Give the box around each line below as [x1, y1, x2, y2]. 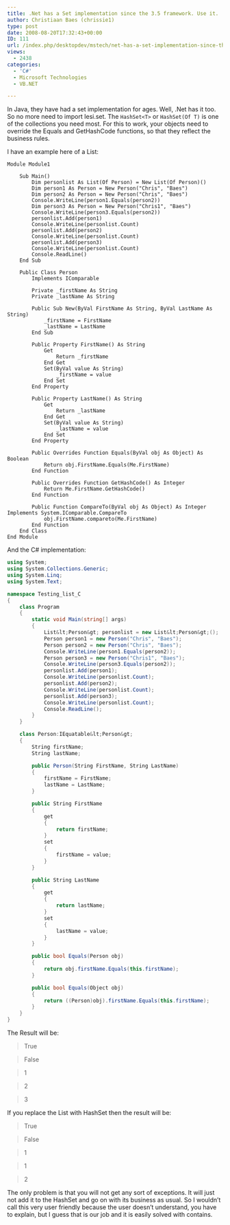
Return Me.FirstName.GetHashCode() [43, 486, 146, 493]
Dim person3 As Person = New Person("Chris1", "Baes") [31, 203, 192, 210]
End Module [7, 534, 38, 541]
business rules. [7, 135, 50, 143]
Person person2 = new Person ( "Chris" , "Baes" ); [43, 642, 183, 649]
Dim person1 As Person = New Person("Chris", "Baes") [31, 185, 188, 192]
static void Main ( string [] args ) [31, 616, 127, 623]
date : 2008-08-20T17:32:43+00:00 [7, 29, 103, 36]
